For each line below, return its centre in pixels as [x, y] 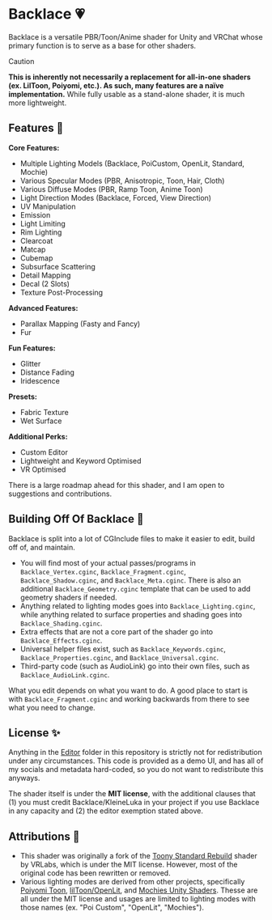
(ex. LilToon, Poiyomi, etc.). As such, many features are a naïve [116, 85]
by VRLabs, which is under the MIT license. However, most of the [129, 865]
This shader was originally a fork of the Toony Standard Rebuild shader [138, 856]
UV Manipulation [48, 206]
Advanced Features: [43, 307]
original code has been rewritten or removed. [96, 873]
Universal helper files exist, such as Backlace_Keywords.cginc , [123, 649]
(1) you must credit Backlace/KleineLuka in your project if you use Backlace [134, 803]
